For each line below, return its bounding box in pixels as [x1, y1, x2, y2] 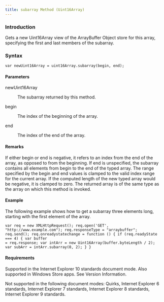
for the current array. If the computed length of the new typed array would [5, 175, 156, 181]
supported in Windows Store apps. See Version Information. [5, 271, 127, 277]
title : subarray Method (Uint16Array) [5, 7, 85, 12]
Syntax [5, 52, 23, 59]
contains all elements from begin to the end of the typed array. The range [5, 165, 154, 171]
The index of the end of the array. [17, 133, 86, 138]
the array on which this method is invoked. [5, 186, 92, 192]
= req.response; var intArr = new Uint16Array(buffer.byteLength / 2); [5, 240, 155, 245]
